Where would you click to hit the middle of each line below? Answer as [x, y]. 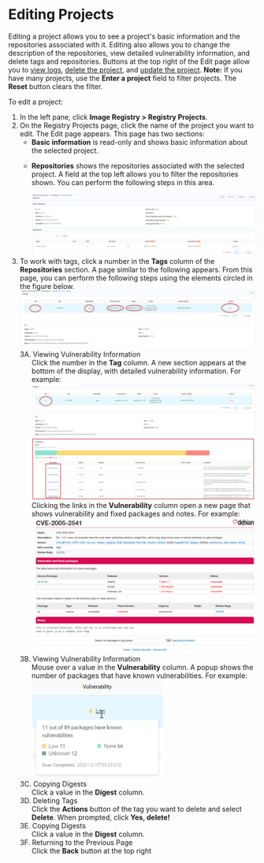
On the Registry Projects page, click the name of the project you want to [137, 125]
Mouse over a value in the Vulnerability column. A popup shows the [142, 667]
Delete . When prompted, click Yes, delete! [101, 817]
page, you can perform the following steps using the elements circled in [136, 278]
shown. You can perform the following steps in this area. [123, 182]
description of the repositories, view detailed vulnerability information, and [129, 53]
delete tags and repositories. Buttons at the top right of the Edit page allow [129, 61]
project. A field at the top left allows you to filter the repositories [135, 174]
